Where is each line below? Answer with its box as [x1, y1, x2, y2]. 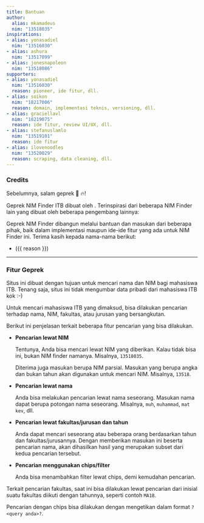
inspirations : [6, 32, 42, 38]
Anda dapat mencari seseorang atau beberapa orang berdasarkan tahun [15, 430, 197, 437]
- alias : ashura [6, 49, 47, 55]
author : [6, 15, 26, 21]
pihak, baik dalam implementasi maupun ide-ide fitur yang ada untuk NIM [6, 226, 190, 234]
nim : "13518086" [12, 65, 53, 72]
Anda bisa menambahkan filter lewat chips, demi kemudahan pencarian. [15, 473, 196, 480]
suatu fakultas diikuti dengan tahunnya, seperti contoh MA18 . [6, 491, 157, 499]
